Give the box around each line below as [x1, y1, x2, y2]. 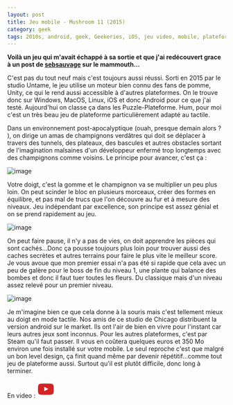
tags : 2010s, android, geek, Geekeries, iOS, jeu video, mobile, [7, 33, 200, 40]
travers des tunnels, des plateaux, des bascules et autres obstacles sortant [7, 139, 222, 147]
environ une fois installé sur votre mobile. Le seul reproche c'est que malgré [7, 345, 224, 353]
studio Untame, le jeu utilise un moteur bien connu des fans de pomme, [7, 81, 212, 89]
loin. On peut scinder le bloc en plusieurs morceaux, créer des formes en [7, 188, 216, 196]
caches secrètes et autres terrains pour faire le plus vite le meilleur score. [7, 252, 218, 260]
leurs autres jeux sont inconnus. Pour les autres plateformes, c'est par [7, 330, 208, 338]
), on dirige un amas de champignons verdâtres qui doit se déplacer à [7, 132, 206, 140]
